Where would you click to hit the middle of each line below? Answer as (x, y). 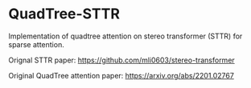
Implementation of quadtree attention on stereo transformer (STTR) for (125, 36)
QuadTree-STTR (64, 14)
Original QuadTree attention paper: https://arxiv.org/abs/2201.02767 (121, 75)
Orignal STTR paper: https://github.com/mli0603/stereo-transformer (121, 60)
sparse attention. (36, 44)
